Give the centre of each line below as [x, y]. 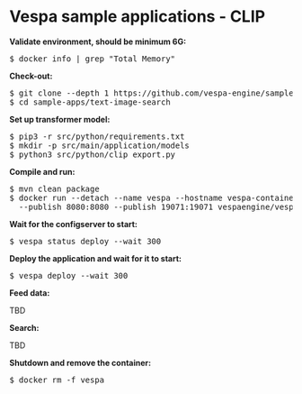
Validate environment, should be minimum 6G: [98, 41]
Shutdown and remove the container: [80, 362]
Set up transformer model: [60, 119]
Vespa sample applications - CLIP [138, 17]
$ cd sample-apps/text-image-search [90, 102]
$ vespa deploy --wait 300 [69, 275]
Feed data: [30, 293]
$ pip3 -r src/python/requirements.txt [97, 136]
